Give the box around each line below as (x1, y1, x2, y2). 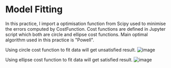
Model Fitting (5, 4, 63, 15)
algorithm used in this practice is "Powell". (5, 37, 95, 43)
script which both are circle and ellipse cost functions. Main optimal (5, 31, 148, 37)
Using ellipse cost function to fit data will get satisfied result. (5, 56, 133, 62)
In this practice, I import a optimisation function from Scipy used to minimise (5, 20, 166, 27)
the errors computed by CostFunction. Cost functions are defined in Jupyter (5, 26, 166, 32)
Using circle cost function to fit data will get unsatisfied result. (5, 47, 136, 53)
